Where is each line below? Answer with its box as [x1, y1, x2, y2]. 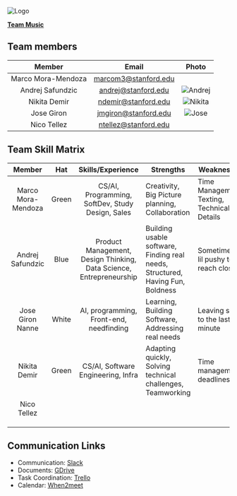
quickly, [145, 352, 171, 362]
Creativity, [145, 181, 180, 191]
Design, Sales [85, 207, 132, 217]
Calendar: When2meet [17, 481, 83, 490]
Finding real [145, 249, 185, 259]
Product [95, 237, 122, 247]
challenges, [145, 379, 184, 389]
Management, [85, 245, 132, 255]
